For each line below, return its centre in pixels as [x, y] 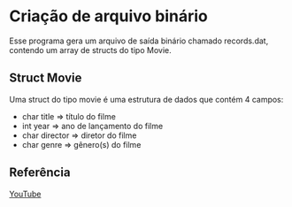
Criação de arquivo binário [108, 16]
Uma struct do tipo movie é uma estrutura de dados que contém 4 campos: [146, 99]
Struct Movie [46, 78]
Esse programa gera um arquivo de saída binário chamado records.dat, [139, 41]
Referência [40, 173]
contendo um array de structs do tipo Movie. [90, 50]
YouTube [25, 194]
